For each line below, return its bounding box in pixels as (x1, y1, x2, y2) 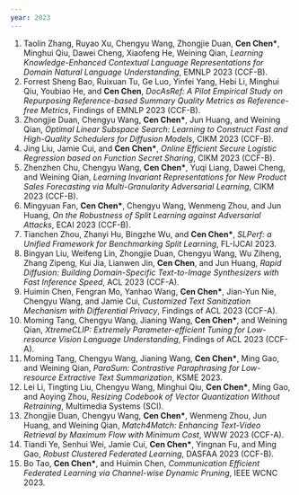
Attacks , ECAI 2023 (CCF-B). (22, 219, 131, 230)
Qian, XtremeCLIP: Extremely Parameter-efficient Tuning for (22, 324, 246, 335)
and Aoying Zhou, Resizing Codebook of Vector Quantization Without (22, 391, 281, 402)
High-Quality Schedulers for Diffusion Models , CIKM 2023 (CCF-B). (22, 133, 275, 144)
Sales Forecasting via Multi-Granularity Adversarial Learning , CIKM (22, 181, 275, 191)
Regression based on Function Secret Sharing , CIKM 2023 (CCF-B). (22, 152, 276, 163)
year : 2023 (10, 13, 51, 22)
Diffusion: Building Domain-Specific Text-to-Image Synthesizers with (22, 267, 279, 278)
